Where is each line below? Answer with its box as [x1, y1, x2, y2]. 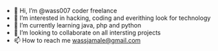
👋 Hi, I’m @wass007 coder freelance [13, 7, 118, 14]
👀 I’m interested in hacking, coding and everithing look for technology [13, 14, 211, 22]
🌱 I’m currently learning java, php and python [13, 21, 142, 29]
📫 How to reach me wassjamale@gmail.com [13, 37, 141, 44]
